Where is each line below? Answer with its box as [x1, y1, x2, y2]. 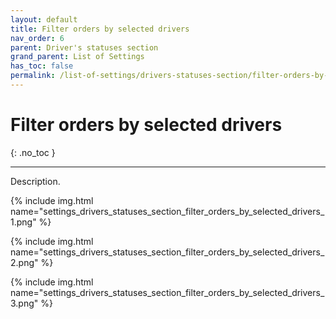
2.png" [10, 256, 39, 268]
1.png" [10, 216, 37, 228]
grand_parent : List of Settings [10, 52, 145, 62]
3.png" [10, 297, 39, 309]
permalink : [10, 71, 56, 81]
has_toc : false [10, 61, 74, 71]
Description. [10, 175, 61, 187]
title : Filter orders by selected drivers [10, 24, 190, 34]
